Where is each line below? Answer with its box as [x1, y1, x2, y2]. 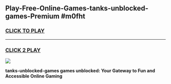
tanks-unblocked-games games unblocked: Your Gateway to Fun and [5, 67, 155, 73]
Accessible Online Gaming [5, 73, 63, 79]
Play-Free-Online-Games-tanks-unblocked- [5, 4, 149, 13]
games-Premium [5, 12, 60, 21]
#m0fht [61, 12, 85, 21]
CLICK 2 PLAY [5, 46, 41, 53]
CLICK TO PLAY [5, 27, 45, 35]
